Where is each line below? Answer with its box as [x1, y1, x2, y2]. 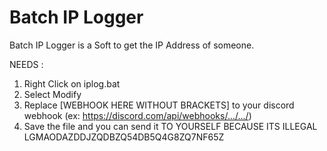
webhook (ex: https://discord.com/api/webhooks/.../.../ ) [23, 109, 252, 121]
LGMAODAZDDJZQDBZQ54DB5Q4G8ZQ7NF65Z [23, 131, 225, 143]
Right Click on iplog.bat [23, 77, 121, 90]
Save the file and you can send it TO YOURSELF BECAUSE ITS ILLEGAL [23, 120, 318, 132]
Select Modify [23, 88, 82, 100]
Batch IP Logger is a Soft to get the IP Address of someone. [9, 39, 255, 51]
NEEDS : [9, 58, 44, 70]
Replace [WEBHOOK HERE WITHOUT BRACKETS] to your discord [23, 99, 295, 111]
